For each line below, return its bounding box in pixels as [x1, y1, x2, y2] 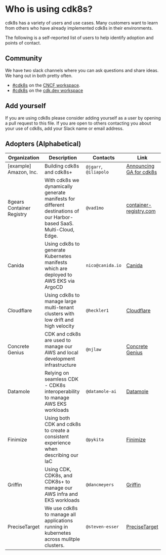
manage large [44, 298, 77, 305]
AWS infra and [44, 491, 78, 498]
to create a [44, 427, 70, 434]
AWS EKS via [44, 278, 75, 285]
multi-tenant [44, 304, 74, 311]
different [44, 202, 65, 209]
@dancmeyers [85, 482, 114, 488]
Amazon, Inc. [7, 169, 38, 176]
